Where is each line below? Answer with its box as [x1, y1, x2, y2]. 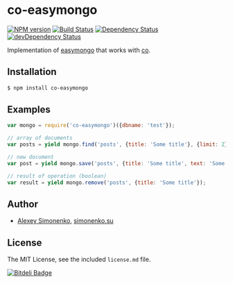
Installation [7, 66, 57, 78]
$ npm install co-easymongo [7, 84, 89, 92]
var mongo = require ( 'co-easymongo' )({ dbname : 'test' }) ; [7, 122, 175, 129]
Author [7, 198, 38, 210]
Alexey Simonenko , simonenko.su [17, 217, 114, 225]
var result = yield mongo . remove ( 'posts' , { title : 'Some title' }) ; [7, 179, 207, 186]
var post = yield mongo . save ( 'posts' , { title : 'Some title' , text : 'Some [7, 160, 225, 167]
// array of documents [7, 135, 73, 142]
